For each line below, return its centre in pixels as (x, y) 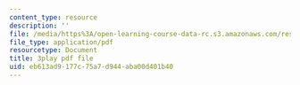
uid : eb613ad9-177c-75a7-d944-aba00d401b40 (92, 67)
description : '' (39, 26)
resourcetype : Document (54, 50)
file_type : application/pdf (62, 42)
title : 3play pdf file (51, 58)
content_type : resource (54, 17)
